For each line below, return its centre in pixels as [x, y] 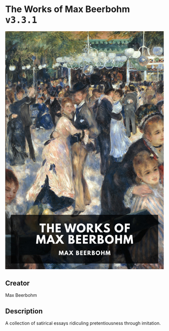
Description [24, 311]
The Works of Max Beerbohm [68, 9]
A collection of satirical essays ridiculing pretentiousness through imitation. [83, 323]
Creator [18, 283]
